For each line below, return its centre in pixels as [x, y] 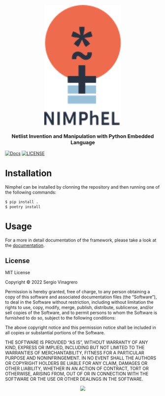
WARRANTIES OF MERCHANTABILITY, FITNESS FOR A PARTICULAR [75, 353]
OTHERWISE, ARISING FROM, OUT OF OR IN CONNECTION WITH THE [77, 374]
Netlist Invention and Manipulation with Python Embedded [83, 136]
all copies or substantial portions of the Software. [55, 333]
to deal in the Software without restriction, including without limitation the [79, 302]
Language [83, 143]
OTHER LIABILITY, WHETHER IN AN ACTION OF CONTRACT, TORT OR [77, 369]
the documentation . [25, 245]
